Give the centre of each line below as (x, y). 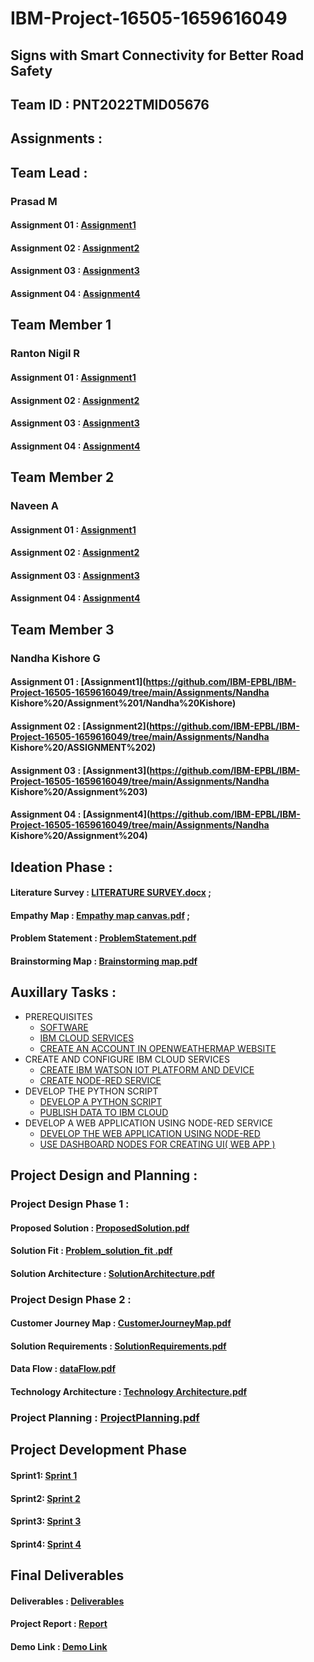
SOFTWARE (64, 1027)
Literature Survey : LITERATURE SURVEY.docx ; (111, 893)
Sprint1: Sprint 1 (44, 1475)
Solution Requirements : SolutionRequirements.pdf (118, 1346)
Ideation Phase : (61, 867)
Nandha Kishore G (55, 658)
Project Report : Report (59, 1624)
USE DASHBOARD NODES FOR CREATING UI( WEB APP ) (157, 1144)
